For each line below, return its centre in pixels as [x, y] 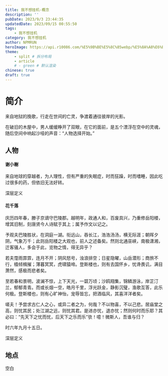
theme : [12, 52]
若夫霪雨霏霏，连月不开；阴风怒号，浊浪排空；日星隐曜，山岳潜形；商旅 [79, 258]
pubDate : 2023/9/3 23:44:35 [34, 19]
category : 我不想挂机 [26, 38]
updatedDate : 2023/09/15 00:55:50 [41, 24]
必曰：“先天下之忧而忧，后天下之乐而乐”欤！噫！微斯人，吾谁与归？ [75, 317]
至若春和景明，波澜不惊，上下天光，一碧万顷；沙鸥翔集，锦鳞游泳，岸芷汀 [82, 281]
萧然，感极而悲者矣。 [27, 270]
